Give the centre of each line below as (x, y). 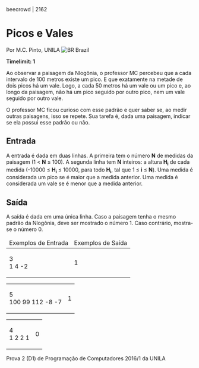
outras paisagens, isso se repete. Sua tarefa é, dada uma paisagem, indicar (98, 116)
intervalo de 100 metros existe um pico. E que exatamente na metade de (94, 79)
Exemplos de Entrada (39, 243)
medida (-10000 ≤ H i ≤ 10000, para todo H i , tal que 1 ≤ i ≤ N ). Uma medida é (99, 170)
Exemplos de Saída (101, 243)
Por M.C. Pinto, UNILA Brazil (48, 49)
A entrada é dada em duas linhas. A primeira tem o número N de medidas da (100, 155)
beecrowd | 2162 (27, 9)
